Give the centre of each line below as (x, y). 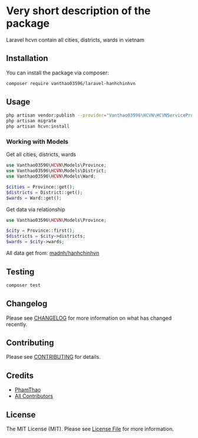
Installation (27, 58)
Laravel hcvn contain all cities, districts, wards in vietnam (75, 40)
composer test (24, 285)
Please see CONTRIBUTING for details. (54, 357)
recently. (17, 324)
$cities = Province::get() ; (41, 187)
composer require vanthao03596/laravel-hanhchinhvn (71, 83)
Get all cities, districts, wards (41, 154)
